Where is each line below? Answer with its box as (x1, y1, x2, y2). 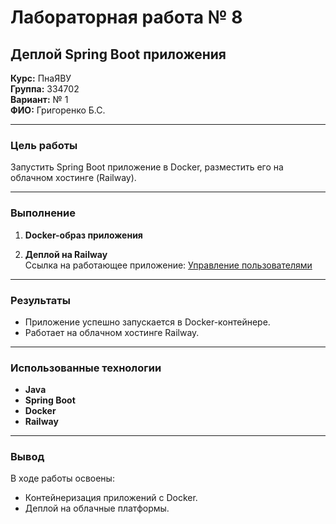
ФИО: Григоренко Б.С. (10, 104, 106, 116)
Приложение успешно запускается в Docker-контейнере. (24, 316, 271, 328)
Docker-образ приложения (24, 229, 143, 241)
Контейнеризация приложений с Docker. (24, 492, 198, 504)
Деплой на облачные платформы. (24, 502, 170, 515)
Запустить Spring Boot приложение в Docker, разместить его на (10, 161, 284, 173)
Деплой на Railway (24, 248, 108, 260)
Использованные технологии (10, 361, 162, 375)
